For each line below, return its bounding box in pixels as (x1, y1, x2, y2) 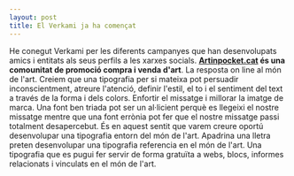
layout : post (9, 12, 58, 22)
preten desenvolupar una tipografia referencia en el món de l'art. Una (9, 139, 262, 150)
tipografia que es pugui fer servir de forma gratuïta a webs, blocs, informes (9, 149, 284, 159)
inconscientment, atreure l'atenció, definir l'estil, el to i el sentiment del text (9, 83, 283, 94)
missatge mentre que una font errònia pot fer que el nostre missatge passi (9, 111, 280, 122)
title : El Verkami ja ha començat (9, 21, 137, 30)
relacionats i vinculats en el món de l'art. (9, 158, 157, 169)
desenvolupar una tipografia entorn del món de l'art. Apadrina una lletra (9, 130, 271, 141)
